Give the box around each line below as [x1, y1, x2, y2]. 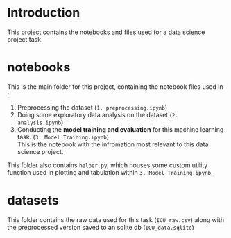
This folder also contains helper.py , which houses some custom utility [7, 161, 208, 169]
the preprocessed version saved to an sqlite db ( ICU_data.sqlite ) [7, 223, 194, 231]
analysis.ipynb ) [17, 118, 64, 126]
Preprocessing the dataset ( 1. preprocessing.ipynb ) [17, 103, 168, 112]
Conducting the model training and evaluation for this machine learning [17, 125, 224, 133]
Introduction [7, 5, 80, 21]
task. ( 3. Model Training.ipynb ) [17, 133, 110, 141]
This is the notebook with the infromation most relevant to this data [17, 140, 209, 148]
